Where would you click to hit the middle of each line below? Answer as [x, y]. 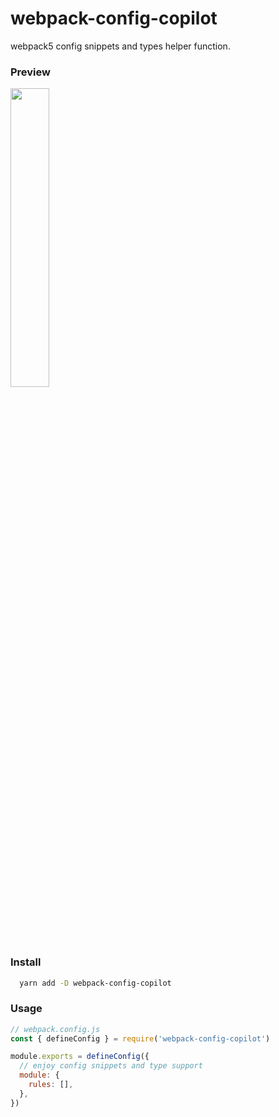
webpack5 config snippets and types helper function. [120, 46]
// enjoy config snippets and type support [111, 1066]
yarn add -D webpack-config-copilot [95, 983]
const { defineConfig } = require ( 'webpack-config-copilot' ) [140, 1038]
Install [26, 962]
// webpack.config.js [55, 1029]
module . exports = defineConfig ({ [80, 1057]
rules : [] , [51, 1085]
